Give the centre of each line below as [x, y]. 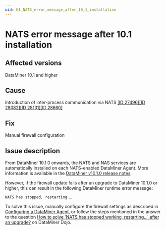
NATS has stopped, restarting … [38, 197]
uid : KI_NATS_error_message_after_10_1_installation [61, 10]
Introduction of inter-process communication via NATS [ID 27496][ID [75, 103]
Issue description [33, 151]
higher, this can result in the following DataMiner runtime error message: [79, 188]
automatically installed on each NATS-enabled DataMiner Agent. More [77, 168]
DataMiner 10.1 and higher [31, 75]
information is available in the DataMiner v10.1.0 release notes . [69, 173]
